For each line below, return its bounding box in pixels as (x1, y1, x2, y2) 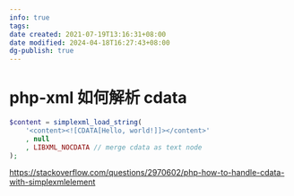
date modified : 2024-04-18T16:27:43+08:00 (9, 38, 170, 47)
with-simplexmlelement (9, 176, 96, 188)
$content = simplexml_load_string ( (9, 118, 143, 127)
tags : (9, 21, 30, 30)
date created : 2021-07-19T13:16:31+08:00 (9, 30, 167, 38)
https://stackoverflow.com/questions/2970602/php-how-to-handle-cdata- (9, 167, 285, 178)
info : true (9, 13, 50, 22)
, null (25, 134, 50, 143)
